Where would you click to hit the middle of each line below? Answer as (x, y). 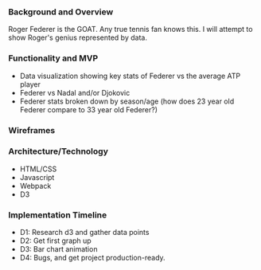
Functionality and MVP (53, 58)
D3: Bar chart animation (58, 249)
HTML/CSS (38, 169)
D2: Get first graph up (55, 241)
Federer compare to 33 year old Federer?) (88, 109)
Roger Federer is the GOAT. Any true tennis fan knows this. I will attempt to (130, 29)
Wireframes (32, 130)
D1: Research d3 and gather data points (84, 233)
